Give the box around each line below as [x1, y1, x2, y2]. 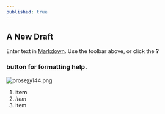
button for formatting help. [6, 63, 87, 71]
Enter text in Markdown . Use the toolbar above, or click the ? [6, 48, 159, 55]
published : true [6, 9, 48, 15]
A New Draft [6, 32, 54, 42]
